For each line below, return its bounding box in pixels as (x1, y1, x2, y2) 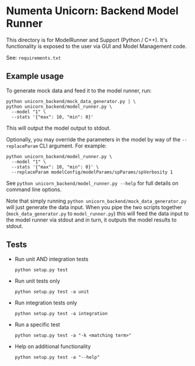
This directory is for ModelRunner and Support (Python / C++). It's (6, 36, 168, 43)
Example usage (6, 71, 64, 81)
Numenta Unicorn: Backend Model (6, 4, 179, 18)
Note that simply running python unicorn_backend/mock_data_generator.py (6, 197, 187, 204)
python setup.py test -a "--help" (14, 354, 100, 360)
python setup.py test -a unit (14, 288, 90, 294)
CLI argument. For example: (39, 142, 107, 149)
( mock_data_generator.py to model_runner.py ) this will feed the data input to (6, 210, 189, 217)
